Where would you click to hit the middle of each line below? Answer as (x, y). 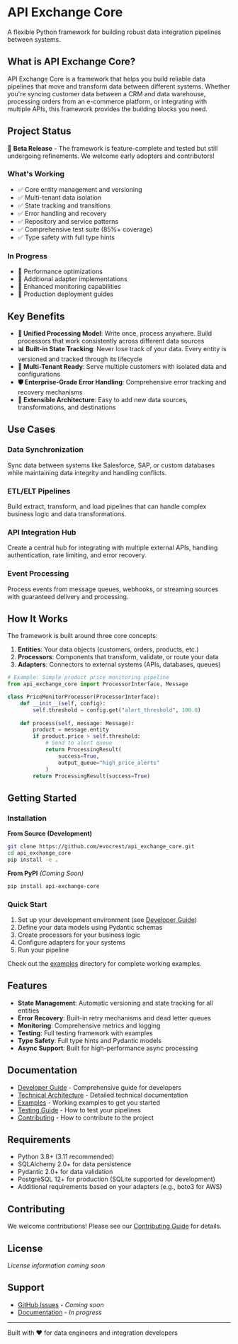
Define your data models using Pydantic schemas (90, 927)
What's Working (36, 174)
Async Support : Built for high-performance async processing (108, 1048)
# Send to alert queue (79, 743)
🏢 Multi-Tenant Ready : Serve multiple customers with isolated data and (122, 366)
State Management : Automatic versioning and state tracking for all (115, 1003)
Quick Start (27, 904)
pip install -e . (33, 860)
